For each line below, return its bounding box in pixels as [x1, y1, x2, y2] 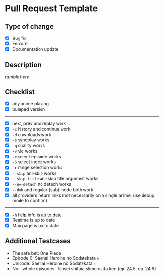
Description [5, 60, 41, 69]
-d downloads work [12, 132, 51, 138]
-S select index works [12, 159, 56, 165]
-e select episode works [12, 154, 61, 159]
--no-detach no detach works [12, 181, 72, 187]
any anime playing [12, 100, 49, 106]
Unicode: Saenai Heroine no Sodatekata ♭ [12, 260, 96, 266]
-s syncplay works [12, 137, 50, 143]
